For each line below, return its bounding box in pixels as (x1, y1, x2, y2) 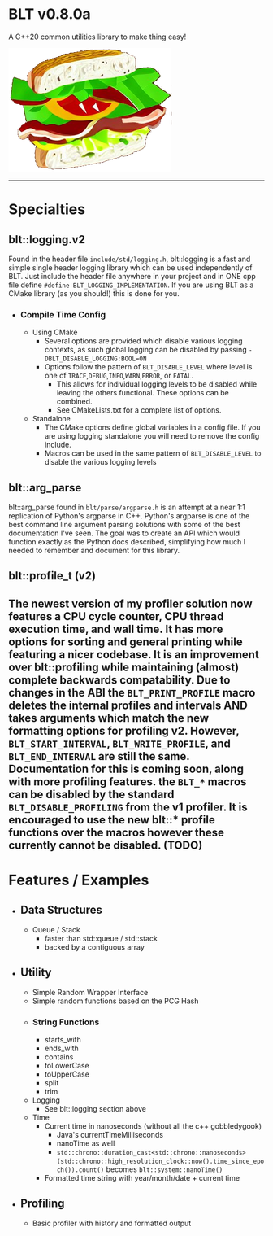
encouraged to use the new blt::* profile (8, 813, 215, 827)
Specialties (8, 200, 86, 219)
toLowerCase (44, 1060, 89, 1070)
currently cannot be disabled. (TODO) (8, 838, 203, 852)
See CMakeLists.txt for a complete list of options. (56, 405, 222, 415)
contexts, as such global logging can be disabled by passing (44, 345, 247, 355)
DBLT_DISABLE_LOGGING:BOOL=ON (44, 355, 147, 363)
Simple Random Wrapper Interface (32, 987, 149, 997)
